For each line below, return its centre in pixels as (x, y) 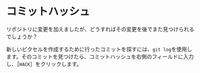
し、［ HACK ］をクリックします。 (44, 64)
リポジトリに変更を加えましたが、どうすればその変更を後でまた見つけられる (100, 29)
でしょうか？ (22, 36)
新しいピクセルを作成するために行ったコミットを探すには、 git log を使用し (99, 49)
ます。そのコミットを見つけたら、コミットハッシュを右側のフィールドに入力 (100, 56)
